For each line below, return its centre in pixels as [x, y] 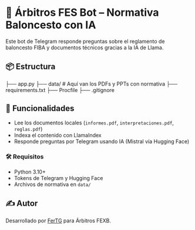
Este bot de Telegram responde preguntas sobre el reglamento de [85, 41]
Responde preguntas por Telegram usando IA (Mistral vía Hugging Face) [102, 141]
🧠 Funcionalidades [40, 109]
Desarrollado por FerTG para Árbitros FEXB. [58, 221]
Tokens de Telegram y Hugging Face [58, 178]
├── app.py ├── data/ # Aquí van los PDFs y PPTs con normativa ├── [91, 84]
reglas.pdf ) [28, 128]
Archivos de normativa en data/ [53, 184]
